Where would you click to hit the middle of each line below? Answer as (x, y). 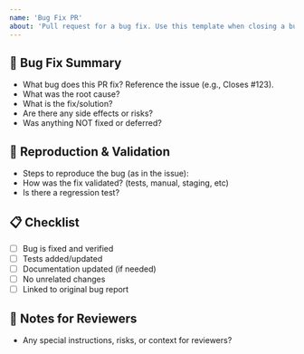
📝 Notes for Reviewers (73, 318)
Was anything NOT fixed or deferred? (92, 123)
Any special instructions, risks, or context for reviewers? (127, 340)
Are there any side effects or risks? (88, 113)
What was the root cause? (71, 94)
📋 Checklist (44, 222)
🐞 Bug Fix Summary (66, 63)
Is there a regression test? (71, 193)
